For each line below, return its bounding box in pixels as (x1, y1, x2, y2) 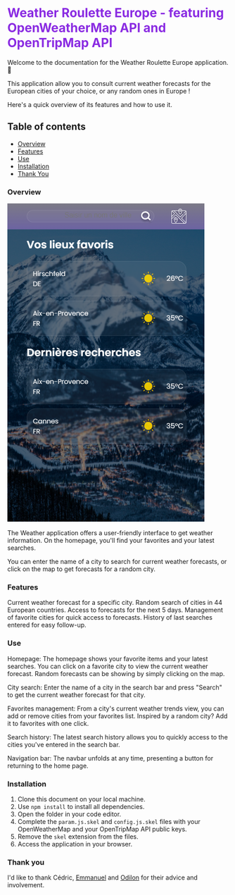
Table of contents (7, 121, 86, 133)
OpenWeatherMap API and (7, 20, 167, 36)
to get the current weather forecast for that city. (7, 690, 146, 699)
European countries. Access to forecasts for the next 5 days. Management (7, 606, 223, 614)
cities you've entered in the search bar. (7, 740, 121, 749)
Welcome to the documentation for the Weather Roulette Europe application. (7, 58, 229, 66)
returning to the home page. (7, 761, 89, 770)
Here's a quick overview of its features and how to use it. (7, 100, 172, 108)
